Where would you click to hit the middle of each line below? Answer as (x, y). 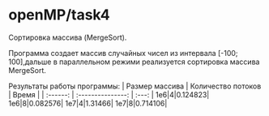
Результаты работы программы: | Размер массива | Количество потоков (135, 86)
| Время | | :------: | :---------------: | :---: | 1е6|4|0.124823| (109, 94)
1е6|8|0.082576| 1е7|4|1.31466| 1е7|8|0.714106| (88, 103)
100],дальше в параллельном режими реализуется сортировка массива (134, 62)
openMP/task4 (60, 15)
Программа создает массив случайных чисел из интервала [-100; (123, 53)
